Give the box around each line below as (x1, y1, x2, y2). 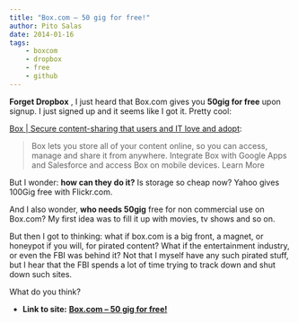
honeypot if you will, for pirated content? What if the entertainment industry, (9, 240, 290, 251)
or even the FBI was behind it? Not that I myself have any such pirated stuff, (9, 249, 289, 260)
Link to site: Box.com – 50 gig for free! (22, 303, 168, 314)
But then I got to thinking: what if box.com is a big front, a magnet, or (9, 231, 264, 241)
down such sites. (9, 268, 73, 279)
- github (25, 72, 58, 81)
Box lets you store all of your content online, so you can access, (31, 140, 267, 151)
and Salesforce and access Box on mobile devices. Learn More (31, 159, 265, 170)
